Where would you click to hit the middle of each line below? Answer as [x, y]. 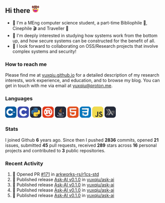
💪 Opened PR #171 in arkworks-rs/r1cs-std [56, 174]
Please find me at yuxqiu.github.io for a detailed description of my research [82, 75]
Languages [19, 99]
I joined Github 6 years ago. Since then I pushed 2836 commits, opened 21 [82, 140]
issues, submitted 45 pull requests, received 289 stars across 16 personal [81, 145]
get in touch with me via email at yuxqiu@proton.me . [59, 86]
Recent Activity [24, 163]
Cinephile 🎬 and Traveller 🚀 [40, 28]
